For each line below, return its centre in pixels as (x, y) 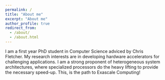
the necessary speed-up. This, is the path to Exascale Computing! (73, 72)
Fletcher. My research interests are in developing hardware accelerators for (82, 56)
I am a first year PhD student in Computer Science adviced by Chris (74, 51)
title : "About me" (24, 14)
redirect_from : (21, 28)
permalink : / (19, 10)
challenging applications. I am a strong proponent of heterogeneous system (83, 62)
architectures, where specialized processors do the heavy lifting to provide (82, 67)
